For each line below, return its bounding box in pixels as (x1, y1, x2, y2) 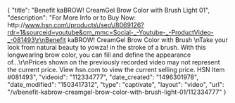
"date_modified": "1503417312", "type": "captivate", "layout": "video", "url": (7, 81, 224, 88)
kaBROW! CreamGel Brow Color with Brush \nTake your (67, 36, 229, 44)
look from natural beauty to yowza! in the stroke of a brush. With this (7, 43, 206, 51)
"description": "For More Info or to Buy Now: (7, 13, 136, 22)
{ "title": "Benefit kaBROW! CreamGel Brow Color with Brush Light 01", (7, 6, 210, 14)
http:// (7, 21, 26, 29)
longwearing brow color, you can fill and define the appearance (7, 50, 191, 59)
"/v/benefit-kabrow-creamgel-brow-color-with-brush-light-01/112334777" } (7, 88, 227, 96)
